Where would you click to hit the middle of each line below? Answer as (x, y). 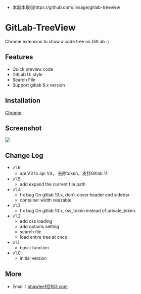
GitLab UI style (27, 74)
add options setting (39, 227)
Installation (23, 101)
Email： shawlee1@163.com (40, 287)
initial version (33, 258)
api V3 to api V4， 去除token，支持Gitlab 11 (64, 174)
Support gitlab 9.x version (39, 85)
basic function (34, 248)
